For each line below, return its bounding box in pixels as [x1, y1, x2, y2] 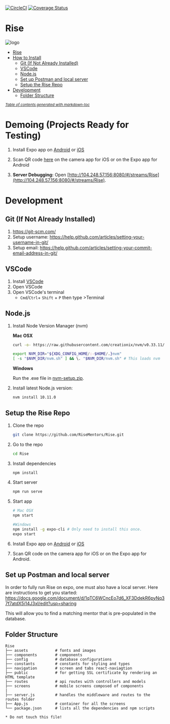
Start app [12, 498, 32, 505]
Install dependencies [12, 460, 57, 467]
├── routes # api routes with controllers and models [5, 679, 146, 684]
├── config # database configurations [5, 657, 112, 662]
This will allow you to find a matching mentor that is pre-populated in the [5, 610, 156, 616]
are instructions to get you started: [5, 589, 77, 596]
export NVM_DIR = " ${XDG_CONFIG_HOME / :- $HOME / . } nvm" [12, 351, 122, 356]
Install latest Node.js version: [12, 385, 73, 391]
